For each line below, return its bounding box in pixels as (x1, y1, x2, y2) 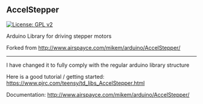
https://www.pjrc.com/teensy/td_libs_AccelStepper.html (6, 79, 145, 87)
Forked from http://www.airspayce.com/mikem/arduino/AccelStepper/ (6, 44, 181, 51)
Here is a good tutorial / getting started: (6, 73, 105, 80)
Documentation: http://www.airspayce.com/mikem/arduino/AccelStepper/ (6, 91, 190, 98)
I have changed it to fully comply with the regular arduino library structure (6, 61, 190, 69)
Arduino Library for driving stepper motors (6, 32, 112, 40)
